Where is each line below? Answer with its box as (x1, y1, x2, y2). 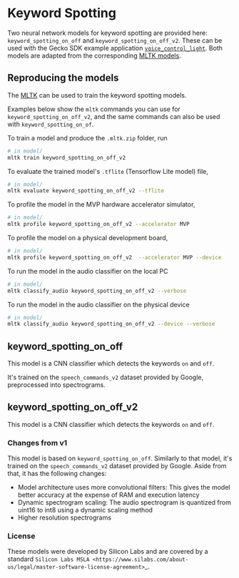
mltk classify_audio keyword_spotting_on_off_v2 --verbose (7, 287, 187, 294)
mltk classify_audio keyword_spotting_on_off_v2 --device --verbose (7, 321, 215, 328)
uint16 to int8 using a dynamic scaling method (17, 506, 153, 515)
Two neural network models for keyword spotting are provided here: (7, 29, 208, 37)
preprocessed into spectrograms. (7, 381, 106, 389)
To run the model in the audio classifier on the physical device (7, 300, 190, 309)
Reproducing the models (7, 72, 119, 84)
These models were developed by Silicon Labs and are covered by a (7, 547, 208, 556)
